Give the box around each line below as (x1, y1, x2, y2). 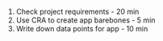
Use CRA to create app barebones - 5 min (15, 15, 156, 25)
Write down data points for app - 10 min (15, 24, 148, 33)
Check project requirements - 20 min (15, 7, 140, 16)
